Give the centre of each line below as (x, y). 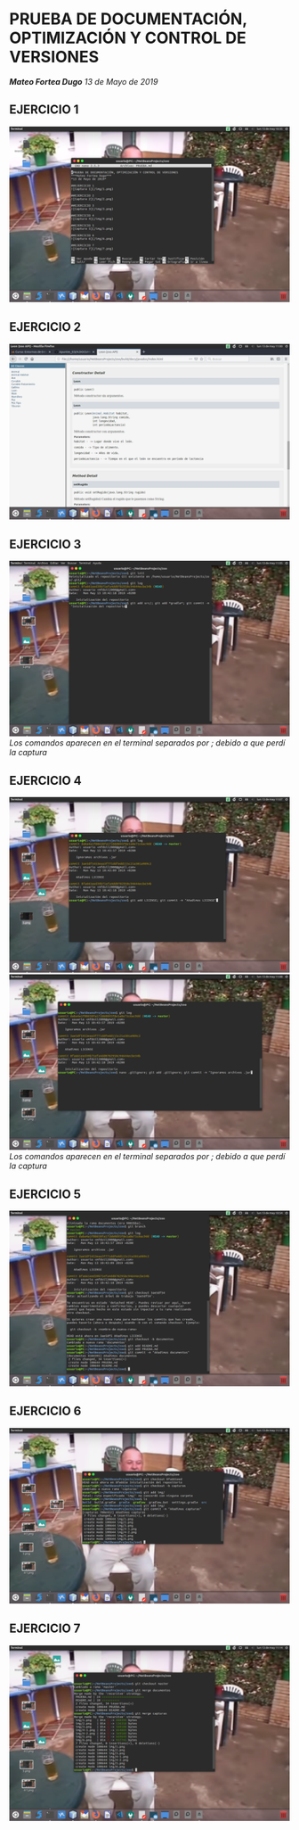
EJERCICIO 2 (45, 327)
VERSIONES (54, 57)
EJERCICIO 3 (45, 544)
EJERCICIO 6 (45, 1411)
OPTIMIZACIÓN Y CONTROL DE (128, 38)
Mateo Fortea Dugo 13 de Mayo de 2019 (84, 81)
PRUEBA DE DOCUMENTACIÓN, (128, 19)
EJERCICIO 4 (45, 780)
